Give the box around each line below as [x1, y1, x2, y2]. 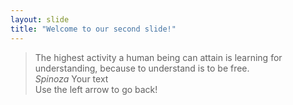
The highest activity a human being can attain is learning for [34, 51, 283, 63]
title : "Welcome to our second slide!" [10, 24, 177, 34]
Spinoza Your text [34, 72, 109, 85]
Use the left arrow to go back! [34, 83, 158, 95]
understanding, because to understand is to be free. [34, 62, 250, 74]
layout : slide [10, 14, 70, 25]
